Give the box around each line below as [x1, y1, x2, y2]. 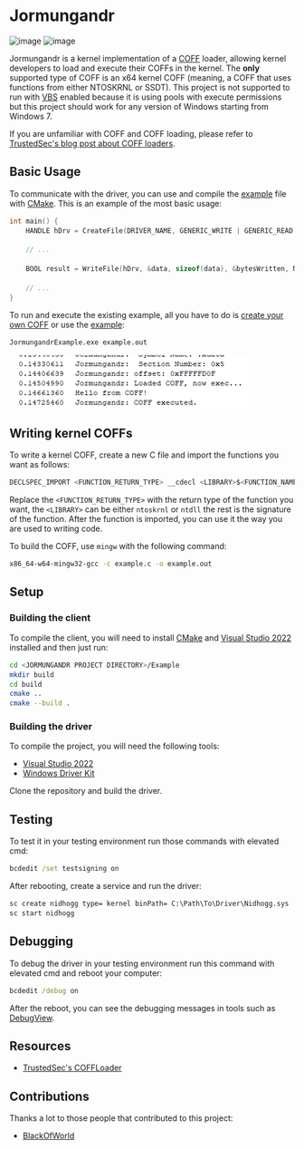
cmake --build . [9, 699, 71, 708]
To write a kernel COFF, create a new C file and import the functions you [9, 449, 280, 460]
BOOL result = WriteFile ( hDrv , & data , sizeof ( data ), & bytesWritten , [25, 265, 290, 274]
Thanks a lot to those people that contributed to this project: [9, 1113, 233, 1124]
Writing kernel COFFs [9, 425, 133, 440]
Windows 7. [9, 111, 52, 121]
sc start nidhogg [9, 908, 75, 918]
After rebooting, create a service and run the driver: [9, 881, 202, 892]
